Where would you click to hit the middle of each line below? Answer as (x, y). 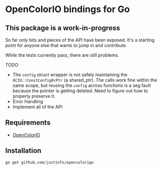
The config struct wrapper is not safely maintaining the (70, 75)
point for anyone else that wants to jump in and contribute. (66, 45)
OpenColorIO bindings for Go (68, 9)
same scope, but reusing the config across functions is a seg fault (82, 85)
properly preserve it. (34, 96)
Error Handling (28, 101)
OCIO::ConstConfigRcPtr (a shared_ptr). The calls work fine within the (85, 80)
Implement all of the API (37, 107)
